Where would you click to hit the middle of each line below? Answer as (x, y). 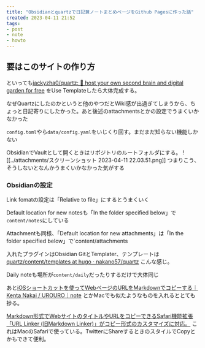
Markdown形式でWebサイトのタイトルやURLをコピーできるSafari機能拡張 (100, 316)
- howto (16, 40)
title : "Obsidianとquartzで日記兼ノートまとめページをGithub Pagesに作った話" (100, 12)
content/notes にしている (38, 221)
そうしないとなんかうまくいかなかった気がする (65, 168)
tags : (13, 23)
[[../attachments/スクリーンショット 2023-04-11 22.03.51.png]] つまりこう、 (103, 160)
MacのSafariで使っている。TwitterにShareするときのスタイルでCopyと (106, 331)
